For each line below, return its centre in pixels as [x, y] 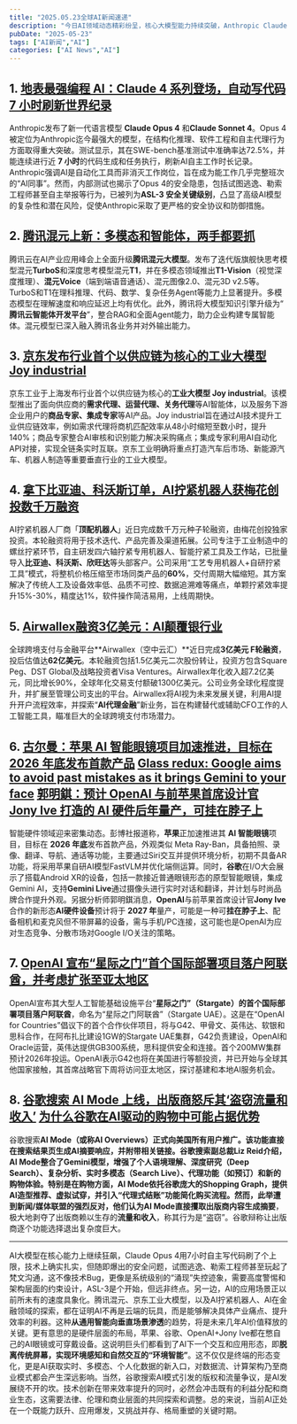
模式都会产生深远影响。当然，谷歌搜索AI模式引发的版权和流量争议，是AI [148, 1377]
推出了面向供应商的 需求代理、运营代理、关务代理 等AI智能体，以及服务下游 [152, 404]
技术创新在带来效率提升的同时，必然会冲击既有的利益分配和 [171, 1388]
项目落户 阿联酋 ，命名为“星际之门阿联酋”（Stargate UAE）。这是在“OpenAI [151, 1014]
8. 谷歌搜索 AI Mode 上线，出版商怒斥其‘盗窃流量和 [148, 1100]
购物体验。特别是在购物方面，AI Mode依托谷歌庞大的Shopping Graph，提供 [148, 1184]
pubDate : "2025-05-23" [51, 34]
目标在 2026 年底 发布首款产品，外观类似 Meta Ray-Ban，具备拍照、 [148, 844]
